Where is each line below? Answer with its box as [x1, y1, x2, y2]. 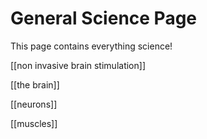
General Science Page [10, 7, 198, 30]
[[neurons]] [10, 98, 58, 110]
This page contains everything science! [10, 40, 173, 52]
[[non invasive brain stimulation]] [10, 59, 146, 71]
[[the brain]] [10, 78, 60, 91]
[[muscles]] [10, 117, 58, 129]
